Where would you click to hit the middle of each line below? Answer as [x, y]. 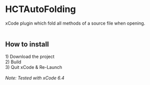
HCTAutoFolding [41, 9]
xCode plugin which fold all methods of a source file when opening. [75, 23]
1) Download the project [30, 56]
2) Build [13, 62]
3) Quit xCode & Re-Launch [34, 67]
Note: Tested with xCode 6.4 [35, 78]
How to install [27, 45]
